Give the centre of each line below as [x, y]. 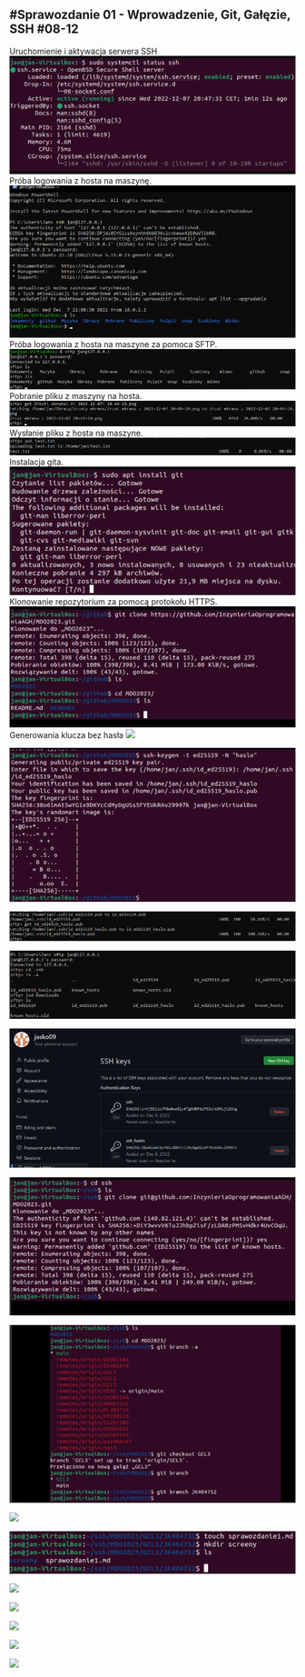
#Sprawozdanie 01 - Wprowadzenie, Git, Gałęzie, [150, 15]
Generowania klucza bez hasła [67, 734]
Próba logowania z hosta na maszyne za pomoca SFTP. [113, 344]
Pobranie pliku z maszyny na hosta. [76, 395]
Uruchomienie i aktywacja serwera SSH [84, 51]
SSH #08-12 [44, 30]
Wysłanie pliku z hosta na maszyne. [76, 433]
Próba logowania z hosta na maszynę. [81, 180]
